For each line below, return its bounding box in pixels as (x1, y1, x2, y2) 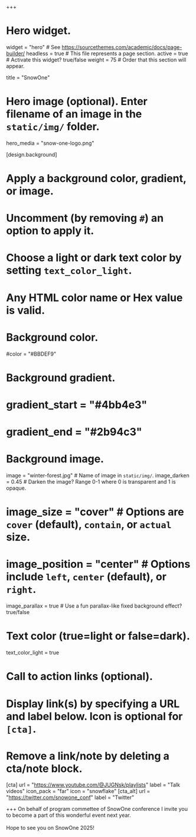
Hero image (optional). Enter (6, 95, 148, 108)
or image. (6, 184, 54, 198)
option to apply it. (6, 224, 94, 238)
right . (6, 583, 37, 596)
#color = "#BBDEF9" (6, 350, 57, 357)
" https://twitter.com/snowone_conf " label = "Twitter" (6, 794, 135, 801)
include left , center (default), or (6, 570, 167, 584)
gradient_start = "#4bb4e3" (6, 398, 148, 411)
